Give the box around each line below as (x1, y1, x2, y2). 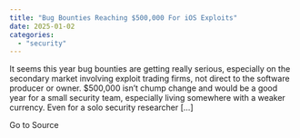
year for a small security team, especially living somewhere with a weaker (9, 93, 286, 103)
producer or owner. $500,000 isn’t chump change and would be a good (9, 83, 278, 94)
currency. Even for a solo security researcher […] (9, 102, 194, 113)
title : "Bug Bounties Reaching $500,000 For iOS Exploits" (9, 13, 238, 23)
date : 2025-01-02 (9, 22, 75, 31)
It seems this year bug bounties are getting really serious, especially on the (9, 64, 291, 74)
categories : (9, 30, 55, 39)
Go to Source (9, 120, 59, 131)
